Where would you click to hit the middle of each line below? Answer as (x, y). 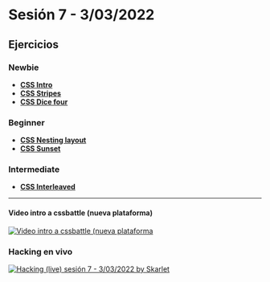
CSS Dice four (44, 101)
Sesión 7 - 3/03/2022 (82, 15)
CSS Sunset (40, 149)
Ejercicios (33, 45)
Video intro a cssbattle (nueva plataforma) (80, 213)
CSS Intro (36, 84)
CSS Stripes (41, 93)
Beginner (27, 122)
